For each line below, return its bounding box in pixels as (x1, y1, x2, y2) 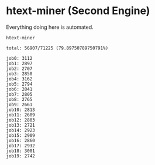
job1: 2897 (6, 60, 33, 66)
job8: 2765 (6, 96, 33, 102)
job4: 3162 (6, 76, 33, 82)
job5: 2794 (6, 81, 33, 87)
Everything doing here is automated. (6, 23, 94, 31)
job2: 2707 (6, 66, 33, 72)
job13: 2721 (6, 122, 35, 128)
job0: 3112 (6, 55, 33, 61)
